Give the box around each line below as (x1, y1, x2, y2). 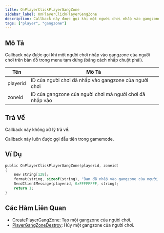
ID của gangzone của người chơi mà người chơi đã (31, 91, 145, 98)
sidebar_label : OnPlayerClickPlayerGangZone (5, 12, 97, 17)
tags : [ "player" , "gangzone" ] (5, 21, 67, 26)
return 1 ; (14, 186, 34, 191)
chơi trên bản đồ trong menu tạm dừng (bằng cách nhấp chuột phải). (5, 57, 143, 63)
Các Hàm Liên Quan (5, 204, 66, 212)
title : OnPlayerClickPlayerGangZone (5, 7, 80, 12)
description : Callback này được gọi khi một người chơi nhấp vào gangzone (5, 16, 161, 21)
